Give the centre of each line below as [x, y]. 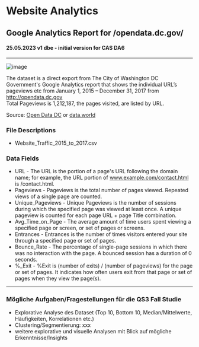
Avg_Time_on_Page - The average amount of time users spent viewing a [103, 222]
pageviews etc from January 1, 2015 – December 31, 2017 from [83, 91]
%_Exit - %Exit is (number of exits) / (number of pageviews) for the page [104, 266]
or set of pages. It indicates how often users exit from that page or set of [103, 272]
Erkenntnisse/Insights [41, 338]
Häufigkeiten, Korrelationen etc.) [54, 319]
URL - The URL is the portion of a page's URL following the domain [96, 171]
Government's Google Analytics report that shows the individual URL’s [92, 84]
